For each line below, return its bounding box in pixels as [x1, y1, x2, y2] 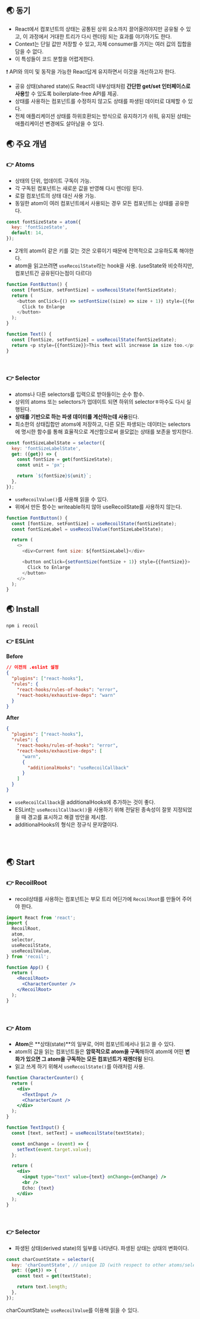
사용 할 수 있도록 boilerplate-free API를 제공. [14, 90, 119, 97]
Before [6, 653, 24, 660]
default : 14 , [11, 230, 44, 236]
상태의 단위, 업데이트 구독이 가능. [14, 177, 91, 184]
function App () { [6, 964, 49, 970]
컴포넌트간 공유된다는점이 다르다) [14, 270, 92, 276]
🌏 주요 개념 [6, 139, 47, 150]
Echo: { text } [21, 1185, 55, 1191]
